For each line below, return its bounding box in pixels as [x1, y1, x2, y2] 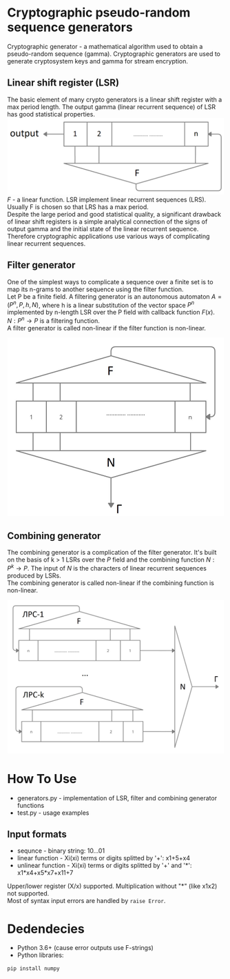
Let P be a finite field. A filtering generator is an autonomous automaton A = [7, 292, 222, 301]
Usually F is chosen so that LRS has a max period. [7, 202, 149, 211]
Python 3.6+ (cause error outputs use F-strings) [17, 944, 154, 952]
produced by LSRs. [7, 571, 61, 580]
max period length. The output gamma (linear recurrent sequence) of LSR [7, 102, 216, 111]
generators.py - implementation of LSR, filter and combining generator [17, 793, 218, 802]
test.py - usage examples [17, 809, 90, 817]
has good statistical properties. [7, 110, 95, 118]
